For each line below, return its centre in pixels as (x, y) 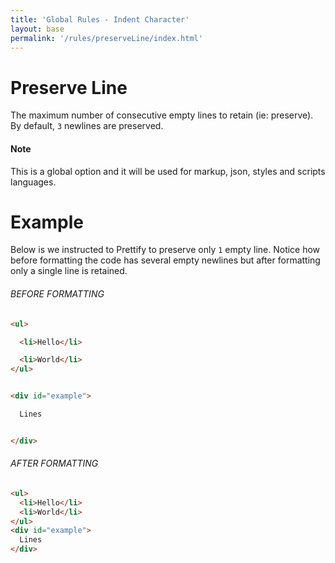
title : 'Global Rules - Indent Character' (100, 19)
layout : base (37, 29)
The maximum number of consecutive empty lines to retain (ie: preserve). (162, 115)
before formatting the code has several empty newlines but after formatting (165, 260)
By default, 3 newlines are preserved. (87, 126)
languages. (33, 182)
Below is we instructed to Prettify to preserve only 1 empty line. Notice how (165, 250)
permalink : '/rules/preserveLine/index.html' (106, 38)
